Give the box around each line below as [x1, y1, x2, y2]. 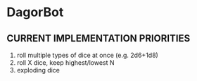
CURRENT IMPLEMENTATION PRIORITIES [6, 32, 191, 44]
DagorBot [6, 4, 64, 20]
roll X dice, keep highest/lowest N [16, 58, 115, 67]
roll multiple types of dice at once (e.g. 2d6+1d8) [16, 51, 159, 59]
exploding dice [16, 66, 61, 74]
